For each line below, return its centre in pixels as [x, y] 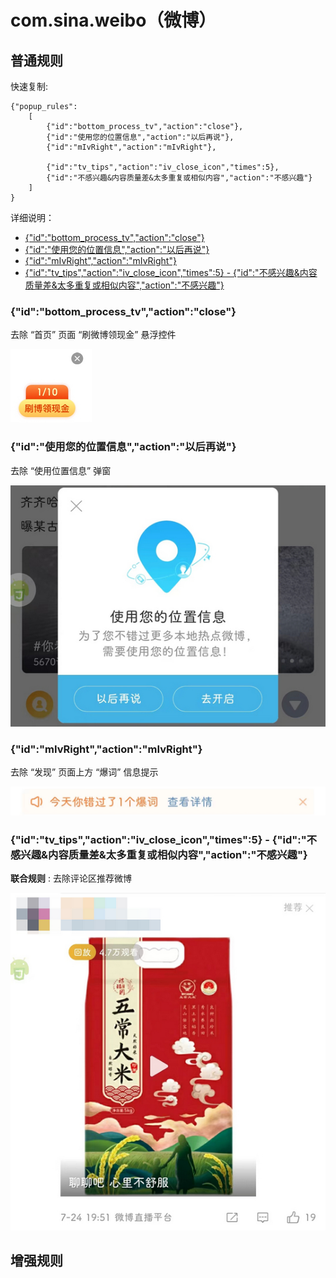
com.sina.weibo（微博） [113, 20]
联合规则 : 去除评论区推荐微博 [71, 878]
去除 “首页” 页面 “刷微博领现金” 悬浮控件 [93, 335]
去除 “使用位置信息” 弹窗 [61, 470]
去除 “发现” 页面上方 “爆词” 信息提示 [84, 772]
